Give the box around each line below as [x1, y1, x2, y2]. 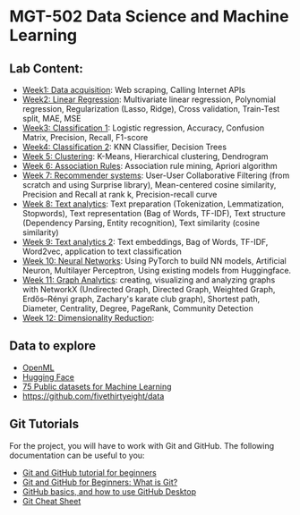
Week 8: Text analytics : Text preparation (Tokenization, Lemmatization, [21, 198, 285, 209]
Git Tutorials [9, 417, 80, 432]
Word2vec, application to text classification [21, 246, 182, 257]
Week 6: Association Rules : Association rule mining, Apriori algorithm [21, 161, 278, 171]
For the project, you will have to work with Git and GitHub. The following [9, 440, 275, 451]
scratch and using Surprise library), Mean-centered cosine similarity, [21, 180, 277, 190]
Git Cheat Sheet [21, 495, 81, 506]
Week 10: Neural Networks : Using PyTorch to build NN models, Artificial [21, 256, 287, 266]
